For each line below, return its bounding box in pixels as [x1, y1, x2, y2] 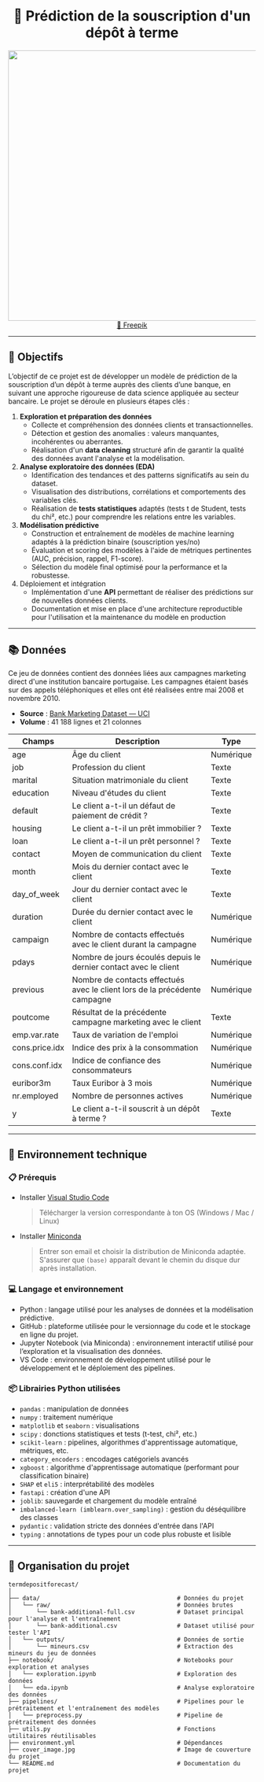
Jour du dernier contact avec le [71, 884, 188, 895]
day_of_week [12, 888, 60, 899]
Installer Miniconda [19, 1231, 82, 1241]
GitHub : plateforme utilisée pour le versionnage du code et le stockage [19, 1321, 251, 1330]
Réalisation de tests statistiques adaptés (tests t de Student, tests [31, 504, 246, 513]
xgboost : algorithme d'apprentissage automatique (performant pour [19, 1463, 240, 1472]
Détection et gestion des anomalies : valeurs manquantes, [31, 428, 219, 437]
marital [12, 774, 38, 785]
